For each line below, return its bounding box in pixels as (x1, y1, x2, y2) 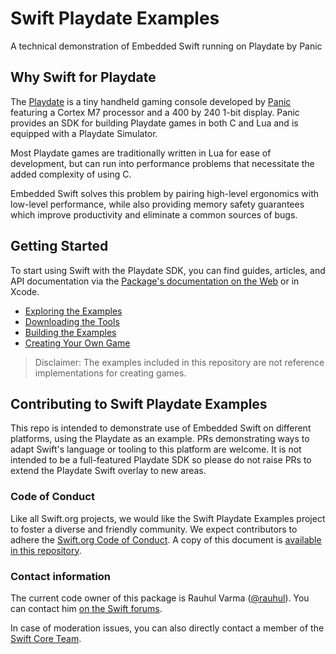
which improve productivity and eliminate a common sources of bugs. (10, 208, 298, 221)
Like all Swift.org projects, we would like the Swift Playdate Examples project (10, 512, 326, 524)
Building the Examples (24, 326, 117, 338)
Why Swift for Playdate (10, 69, 157, 86)
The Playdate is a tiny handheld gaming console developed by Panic (10, 95, 292, 107)
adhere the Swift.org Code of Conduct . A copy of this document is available (10, 533, 322, 546)
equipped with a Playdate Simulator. (10, 127, 158, 139)
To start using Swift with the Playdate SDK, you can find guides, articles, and (10, 264, 326, 276)
